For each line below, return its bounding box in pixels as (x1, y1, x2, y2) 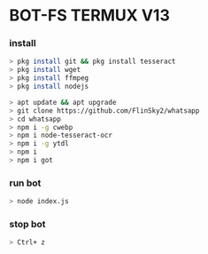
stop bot (9, 218, 46, 231)
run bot (9, 177, 42, 189)
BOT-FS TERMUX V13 (9, 5, 170, 26)
